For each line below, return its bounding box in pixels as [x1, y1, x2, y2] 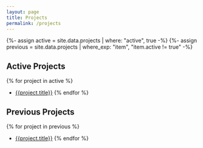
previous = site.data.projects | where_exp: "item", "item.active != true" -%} [6, 43, 193, 51]
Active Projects [6, 61, 66, 71]
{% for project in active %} [6, 77, 73, 85]
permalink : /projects [6, 20, 61, 26]
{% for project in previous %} [6, 123, 80, 130]
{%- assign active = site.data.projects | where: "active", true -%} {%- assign [6, 37, 198, 44]
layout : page [6, 9, 40, 15]
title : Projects [6, 15, 47, 21]
